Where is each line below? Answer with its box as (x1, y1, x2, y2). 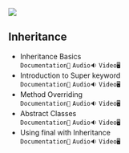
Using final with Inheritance (19, 127, 111, 137)
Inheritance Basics (19, 51, 82, 61)
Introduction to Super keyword (19, 70, 121, 80)
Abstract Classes (19, 108, 77, 118)
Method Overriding (19, 89, 83, 99)
